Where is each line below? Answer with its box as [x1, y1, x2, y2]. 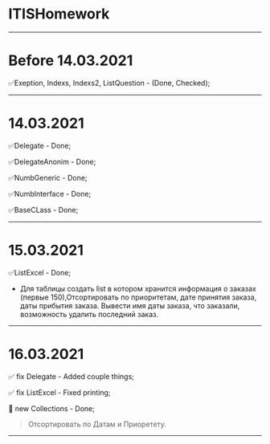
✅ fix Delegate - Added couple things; [8, 371, 135, 381]
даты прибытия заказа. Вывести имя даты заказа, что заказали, [19, 300, 240, 310]
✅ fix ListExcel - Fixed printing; [8, 387, 111, 397]
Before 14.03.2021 [8, 51, 133, 70]
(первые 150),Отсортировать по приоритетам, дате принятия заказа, [19, 292, 257, 302]
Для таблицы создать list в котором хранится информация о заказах [19, 283, 257, 293]
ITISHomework [8, 5, 110, 23]
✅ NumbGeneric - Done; [8, 173, 88, 182]
